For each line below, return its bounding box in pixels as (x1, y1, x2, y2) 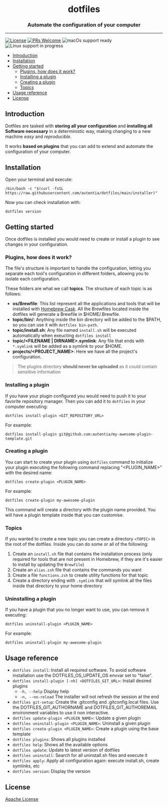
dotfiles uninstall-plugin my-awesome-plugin (5, 640, 101, 645)
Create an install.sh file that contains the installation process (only (12, 551, 152, 557)
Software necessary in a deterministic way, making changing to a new (5, 128, 151, 134)
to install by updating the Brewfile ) (12, 561, 84, 567)
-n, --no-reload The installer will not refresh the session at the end (19, 694, 159, 700)
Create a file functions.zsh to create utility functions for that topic (12, 572, 148, 578)
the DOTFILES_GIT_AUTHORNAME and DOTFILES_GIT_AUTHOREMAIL (12, 704, 157, 710)
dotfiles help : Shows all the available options (12, 742, 108, 748)
